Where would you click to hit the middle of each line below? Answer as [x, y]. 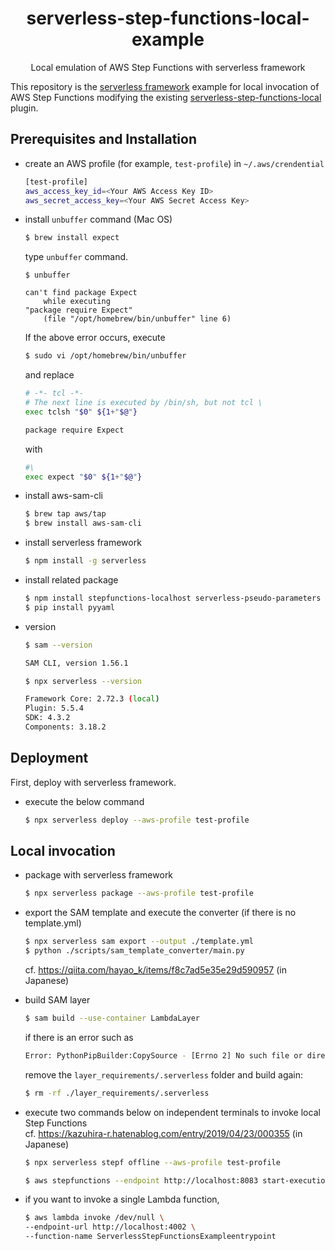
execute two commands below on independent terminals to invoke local [172, 1112]
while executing [77, 302]
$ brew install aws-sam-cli [83, 523]
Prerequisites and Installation [103, 139]
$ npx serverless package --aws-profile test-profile [139, 893]
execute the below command [84, 801]
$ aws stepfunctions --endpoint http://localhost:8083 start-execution [177, 1180]
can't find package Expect [81, 293]
